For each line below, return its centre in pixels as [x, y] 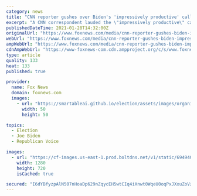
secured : [17, 184]
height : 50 [35, 115]
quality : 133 [22, 60]
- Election [25, 130]
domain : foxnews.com [36, 93]
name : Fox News [30, 87]
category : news [25, 11]
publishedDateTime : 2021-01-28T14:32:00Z [57, 28]
